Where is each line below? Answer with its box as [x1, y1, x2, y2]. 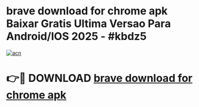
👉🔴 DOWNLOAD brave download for [6, 72, 193, 85]
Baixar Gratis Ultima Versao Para [6, 17, 172, 30]
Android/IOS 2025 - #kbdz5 [6, 30, 147, 43]
